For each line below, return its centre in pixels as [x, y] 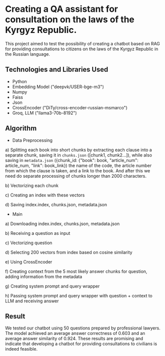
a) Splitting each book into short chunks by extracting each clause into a [79, 150]
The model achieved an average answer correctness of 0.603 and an [75, 333]
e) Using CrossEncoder [29, 261]
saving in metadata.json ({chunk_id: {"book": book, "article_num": [72, 160]
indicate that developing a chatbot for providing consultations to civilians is [81, 344]
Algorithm [21, 128]
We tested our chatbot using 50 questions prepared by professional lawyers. [83, 328]
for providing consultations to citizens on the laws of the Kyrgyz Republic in [82, 49]
